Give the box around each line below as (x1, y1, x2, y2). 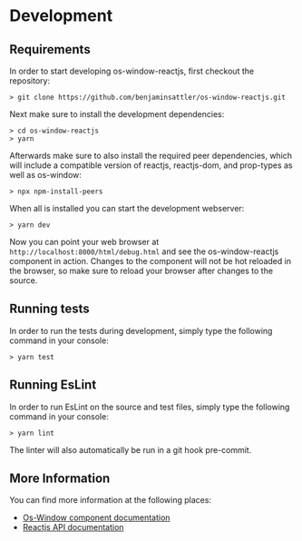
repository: (9, 75, 51, 86)
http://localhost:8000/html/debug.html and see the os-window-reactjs (9, 246, 279, 257)
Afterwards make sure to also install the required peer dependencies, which (9, 151, 293, 161)
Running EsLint (9, 378, 97, 393)
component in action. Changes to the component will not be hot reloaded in (9, 256, 292, 266)
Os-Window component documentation (22, 512, 170, 523)
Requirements (9, 42, 91, 57)
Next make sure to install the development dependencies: (9, 109, 225, 119)
